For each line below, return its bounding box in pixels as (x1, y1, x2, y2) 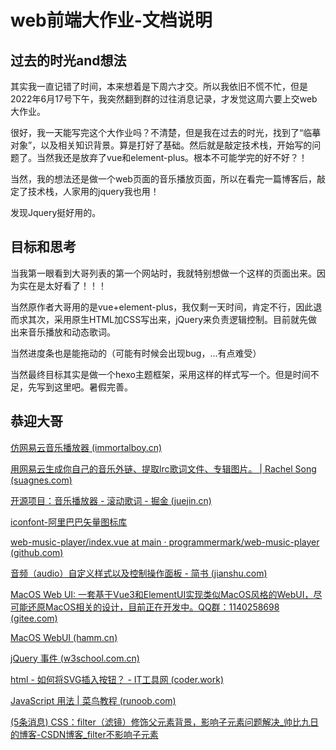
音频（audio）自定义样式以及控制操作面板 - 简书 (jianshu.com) (10, 567, 268, 579)
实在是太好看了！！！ (18, 279, 107, 291)
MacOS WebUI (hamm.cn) (10, 631, 118, 643)
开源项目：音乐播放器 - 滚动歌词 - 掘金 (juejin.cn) (10, 494, 212, 506)
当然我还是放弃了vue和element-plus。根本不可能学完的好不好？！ (36, 152, 308, 163)
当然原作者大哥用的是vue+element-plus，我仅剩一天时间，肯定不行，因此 (10, 301, 314, 313)
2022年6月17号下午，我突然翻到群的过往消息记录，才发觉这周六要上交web (10, 93, 318, 105)
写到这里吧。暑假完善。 (36, 381, 133, 393)
